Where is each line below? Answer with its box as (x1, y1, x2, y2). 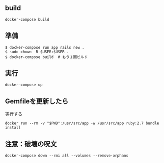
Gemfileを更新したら (5, 97, 69, 105)
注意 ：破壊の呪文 (5, 140, 57, 148)
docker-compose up (5, 82, 43, 88)
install (5, 125, 21, 130)
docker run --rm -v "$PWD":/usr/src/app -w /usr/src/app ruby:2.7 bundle (5, 121, 160, 126)
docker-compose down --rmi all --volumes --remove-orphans (5, 153, 129, 158)
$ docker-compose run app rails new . (5, 45, 84, 50)
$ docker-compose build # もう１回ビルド (5, 54, 88, 60)
